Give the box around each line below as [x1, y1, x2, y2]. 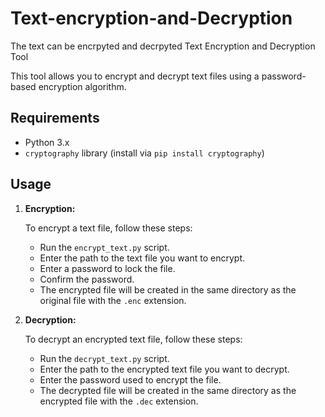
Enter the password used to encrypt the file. [39, 373, 222, 386]
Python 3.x [24, 136, 70, 148]
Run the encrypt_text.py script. [39, 241, 170, 253]
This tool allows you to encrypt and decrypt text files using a [10, 70, 260, 82]
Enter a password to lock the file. [39, 262, 176, 274]
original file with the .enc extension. [39, 294, 187, 306]
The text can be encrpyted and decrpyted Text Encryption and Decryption [10, 40, 316, 52]
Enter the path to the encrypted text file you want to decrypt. [39, 363, 290, 375]
